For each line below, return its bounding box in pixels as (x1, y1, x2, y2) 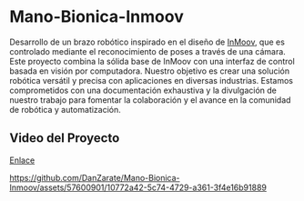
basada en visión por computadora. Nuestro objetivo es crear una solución (9, 65, 289, 76)
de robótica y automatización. (9, 104, 121, 115)
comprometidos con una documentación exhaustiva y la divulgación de (9, 85, 278, 95)
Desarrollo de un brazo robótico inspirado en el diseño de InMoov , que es (9, 36, 285, 47)
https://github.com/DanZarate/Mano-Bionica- (9, 172, 180, 183)
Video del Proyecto (9, 130, 120, 146)
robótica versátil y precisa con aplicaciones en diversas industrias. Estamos (9, 75, 294, 85)
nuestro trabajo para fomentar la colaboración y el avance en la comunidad (9, 94, 291, 106)
